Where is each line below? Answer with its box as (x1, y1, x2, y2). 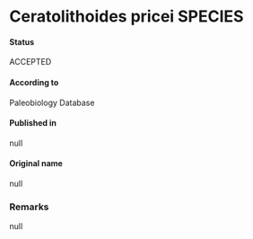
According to (9, 76, 59, 87)
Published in (9, 118, 57, 128)
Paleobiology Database (9, 97, 95, 108)
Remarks (9, 200, 49, 213)
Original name (9, 158, 63, 169)
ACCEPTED (9, 57, 52, 67)
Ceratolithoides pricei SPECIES (9, 6, 244, 27)
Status (9, 36, 35, 47)
